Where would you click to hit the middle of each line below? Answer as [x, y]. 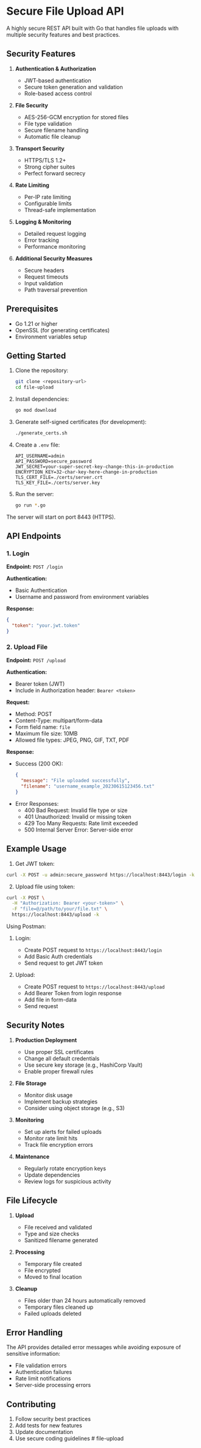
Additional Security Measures [54, 258]
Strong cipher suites [50, 167]
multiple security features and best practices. [63, 34]
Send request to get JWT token [64, 963]
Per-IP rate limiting [48, 197]
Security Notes [36, 1026]
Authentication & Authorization [55, 68]
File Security [32, 105]
